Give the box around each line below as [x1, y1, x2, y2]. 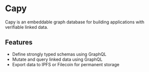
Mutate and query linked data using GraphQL [12, 56, 103, 62]
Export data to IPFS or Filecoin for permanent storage [12, 61, 120, 67]
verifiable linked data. [5, 24, 49, 30]
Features [5, 38, 33, 47]
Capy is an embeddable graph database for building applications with [5, 19, 145, 25]
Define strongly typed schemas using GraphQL [12, 51, 107, 57]
